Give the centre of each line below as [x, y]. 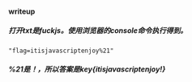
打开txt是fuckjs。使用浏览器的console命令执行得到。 [98, 31]
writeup [22, 11]
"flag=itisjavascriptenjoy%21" [61, 51]
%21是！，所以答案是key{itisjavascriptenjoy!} [87, 69]
